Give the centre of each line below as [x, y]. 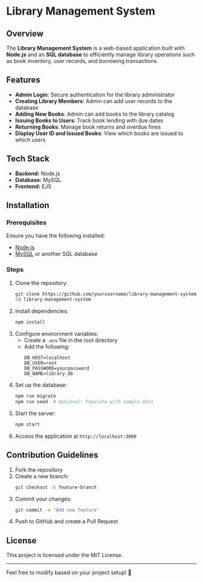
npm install [30, 323]
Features [23, 80]
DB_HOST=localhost [47, 358]
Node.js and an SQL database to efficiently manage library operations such [101, 55]
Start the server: [35, 413]
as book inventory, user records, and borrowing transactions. [82, 61]
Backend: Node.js [37, 173]
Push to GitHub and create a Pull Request [66, 521]
